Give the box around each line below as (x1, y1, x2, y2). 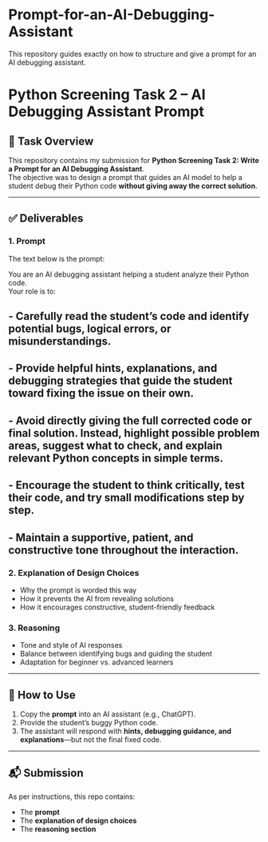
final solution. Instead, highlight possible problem (8, 426, 260, 440)
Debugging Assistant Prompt (8, 102, 205, 121)
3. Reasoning (8, 622, 61, 633)
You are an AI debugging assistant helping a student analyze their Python (8, 269, 250, 279)
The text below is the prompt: (8, 253, 105, 263)
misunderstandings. (8, 334, 112, 349)
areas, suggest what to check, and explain (8, 438, 223, 453)
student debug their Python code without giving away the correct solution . (8, 181, 258, 190)
